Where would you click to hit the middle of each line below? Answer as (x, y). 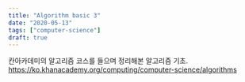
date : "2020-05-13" (40, 23)
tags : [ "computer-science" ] (55, 30)
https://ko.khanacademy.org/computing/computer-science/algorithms (123, 70)
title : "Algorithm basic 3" (55, 15)
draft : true (28, 37)
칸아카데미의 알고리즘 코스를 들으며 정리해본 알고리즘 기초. (98, 61)
